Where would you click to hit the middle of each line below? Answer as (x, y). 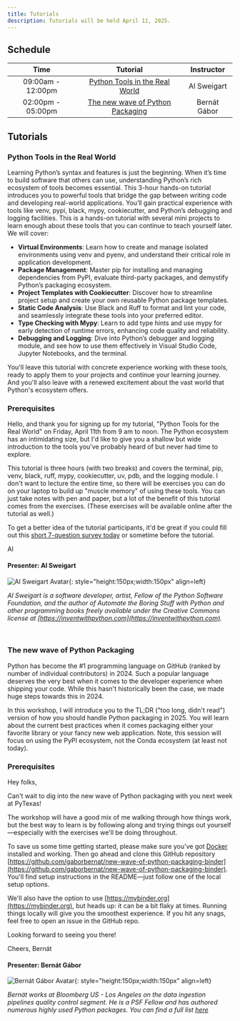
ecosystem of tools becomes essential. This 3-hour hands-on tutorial (109, 188)
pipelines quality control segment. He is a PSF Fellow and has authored (112, 1002)
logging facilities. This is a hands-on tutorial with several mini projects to (114, 218)
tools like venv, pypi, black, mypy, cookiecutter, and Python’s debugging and (120, 210)
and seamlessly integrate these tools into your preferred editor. (110, 315)
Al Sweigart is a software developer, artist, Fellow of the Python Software (115, 595)
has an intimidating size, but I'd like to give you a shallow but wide (104, 439)
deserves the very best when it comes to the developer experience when (115, 681)
